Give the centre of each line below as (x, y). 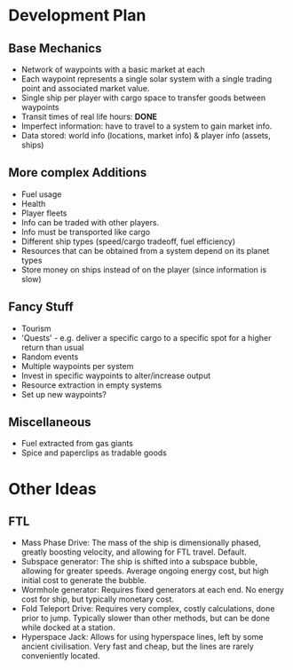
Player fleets (44, 213)
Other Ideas (52, 489)
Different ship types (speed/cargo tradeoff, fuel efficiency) (128, 241)
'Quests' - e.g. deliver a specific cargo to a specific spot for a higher (146, 337)
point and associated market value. (85, 88)
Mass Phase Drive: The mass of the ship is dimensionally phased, (141, 543)
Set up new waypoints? (64, 394)
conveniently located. (60, 656)
